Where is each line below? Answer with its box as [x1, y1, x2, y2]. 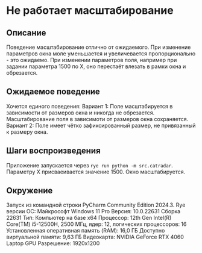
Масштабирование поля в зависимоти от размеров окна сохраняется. [6, 115, 189, 122]
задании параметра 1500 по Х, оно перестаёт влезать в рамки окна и [6, 63, 186, 70]
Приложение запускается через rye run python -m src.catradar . [6, 161, 173, 169]
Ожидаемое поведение [6, 87, 101, 97]
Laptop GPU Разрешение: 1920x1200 [6, 240, 100, 247]
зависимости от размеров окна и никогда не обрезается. [6, 109, 155, 116]
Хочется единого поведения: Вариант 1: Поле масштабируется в [6, 102, 173, 110]
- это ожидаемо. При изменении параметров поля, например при [6, 57, 177, 63]
